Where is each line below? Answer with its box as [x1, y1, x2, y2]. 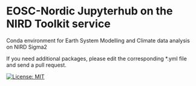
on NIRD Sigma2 [6, 43, 47, 51]
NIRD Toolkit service [6, 17, 111, 31]
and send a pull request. [6, 61, 67, 69]
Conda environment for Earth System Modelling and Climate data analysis [6, 37, 191, 44]
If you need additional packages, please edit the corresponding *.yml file [6, 55, 188, 62]
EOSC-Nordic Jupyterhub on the [6, 4, 173, 18]
